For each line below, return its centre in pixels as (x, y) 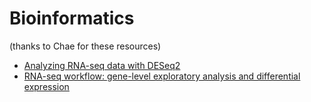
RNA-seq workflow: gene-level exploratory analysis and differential (162, 76)
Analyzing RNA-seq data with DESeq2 (102, 65)
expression (46, 86)
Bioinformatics (72, 18)
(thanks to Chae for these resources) (85, 46)
